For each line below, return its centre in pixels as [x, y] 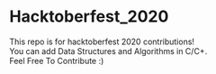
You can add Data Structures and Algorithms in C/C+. [108, 51]
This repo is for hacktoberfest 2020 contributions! [102, 42]
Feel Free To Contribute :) [57, 60]
